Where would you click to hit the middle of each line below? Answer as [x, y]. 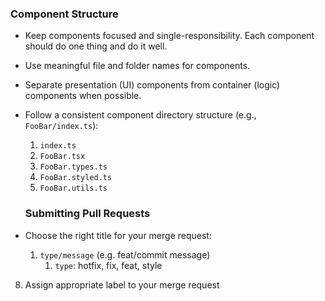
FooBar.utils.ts [73, 188]
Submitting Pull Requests [87, 214]
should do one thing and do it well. [96, 46]
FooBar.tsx [62, 157]
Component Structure [64, 14]
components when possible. [83, 96]
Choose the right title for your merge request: [118, 235]
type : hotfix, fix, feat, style [108, 265]
